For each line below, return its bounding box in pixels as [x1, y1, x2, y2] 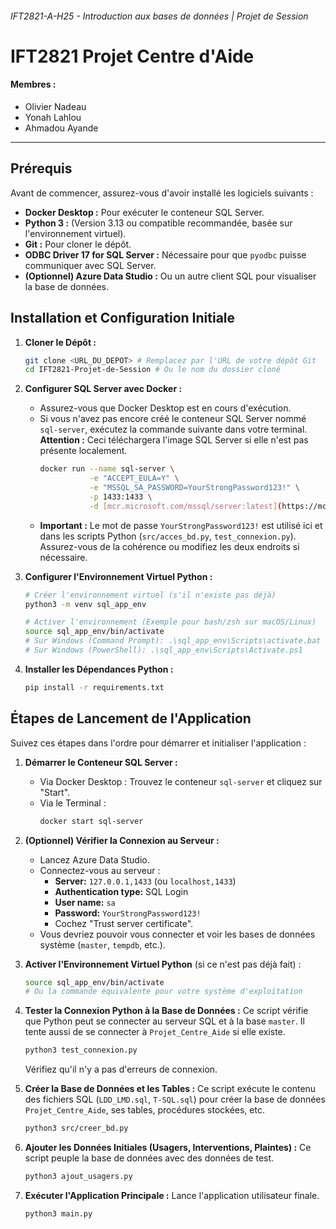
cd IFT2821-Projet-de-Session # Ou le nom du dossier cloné [24, 365, 281, 375]
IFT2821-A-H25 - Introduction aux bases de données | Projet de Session [10, 10, 309, 22]
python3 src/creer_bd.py [24, 1123, 129, 1134]
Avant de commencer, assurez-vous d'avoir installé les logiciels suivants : [10, 187, 314, 199]
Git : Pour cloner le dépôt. [24, 238, 132, 250]
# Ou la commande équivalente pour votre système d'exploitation [24, 987, 303, 997]
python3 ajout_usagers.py [24, 1172, 133, 1182]
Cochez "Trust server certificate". [54, 917, 194, 929]
